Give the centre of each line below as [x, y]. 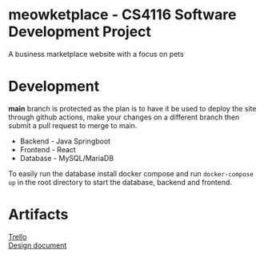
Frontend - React [48, 149]
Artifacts [38, 215]
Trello [18, 236]
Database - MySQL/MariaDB [67, 158]
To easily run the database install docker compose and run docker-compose [131, 173]
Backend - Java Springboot [65, 141]
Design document [38, 245]
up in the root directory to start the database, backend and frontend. [120, 182]
